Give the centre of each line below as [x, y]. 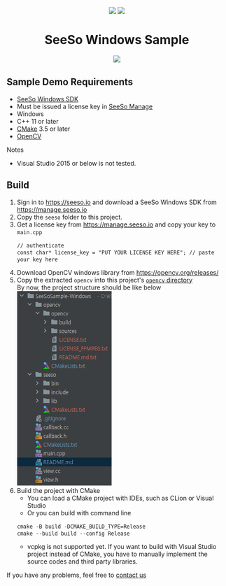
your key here [37, 259]
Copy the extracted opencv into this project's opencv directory [105, 280]
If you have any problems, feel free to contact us [77, 575]
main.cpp [29, 232]
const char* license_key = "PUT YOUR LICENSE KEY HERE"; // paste [115, 252]
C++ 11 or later [37, 121]
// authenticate [40, 245]
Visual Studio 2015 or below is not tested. [76, 163]
